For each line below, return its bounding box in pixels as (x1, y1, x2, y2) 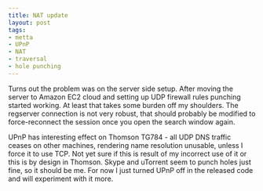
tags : (8, 26, 26, 34)
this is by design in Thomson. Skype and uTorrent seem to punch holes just (8, 157, 251, 167)
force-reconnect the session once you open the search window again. (8, 117, 236, 126)
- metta (8, 33, 34, 41)
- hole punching (8, 63, 61, 70)
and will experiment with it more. (8, 174, 114, 183)
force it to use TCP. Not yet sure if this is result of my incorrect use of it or (8, 149, 247, 158)
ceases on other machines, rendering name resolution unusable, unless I (8, 140, 243, 150)
